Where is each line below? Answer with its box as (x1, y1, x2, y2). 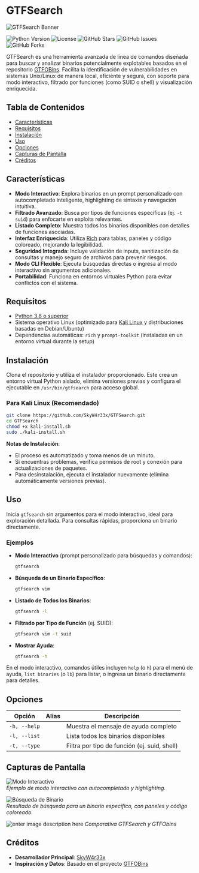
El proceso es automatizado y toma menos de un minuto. (14, 451, 155, 459)
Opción (14, 712, 35, 721)
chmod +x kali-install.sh (6, 424, 71, 430)
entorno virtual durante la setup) (14, 338, 94, 345)
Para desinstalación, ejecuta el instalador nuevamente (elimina (14, 470, 169, 478)
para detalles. (6, 677, 40, 684)
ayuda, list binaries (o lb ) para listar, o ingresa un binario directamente (6, 670, 186, 678)
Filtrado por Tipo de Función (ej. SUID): (14, 619, 114, 626)
